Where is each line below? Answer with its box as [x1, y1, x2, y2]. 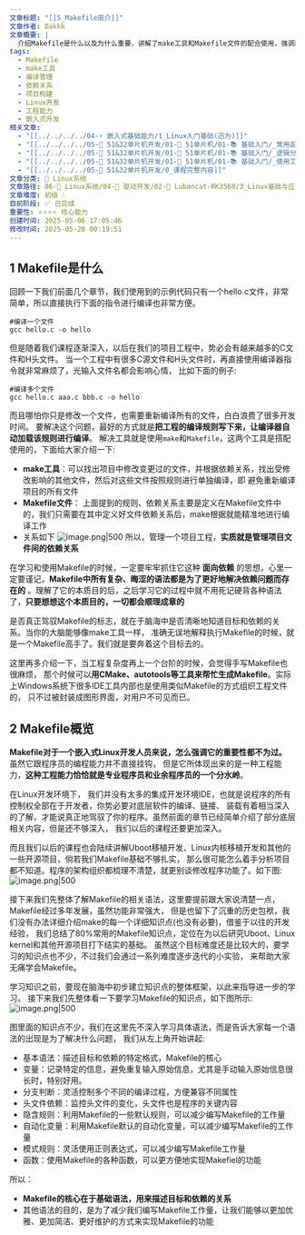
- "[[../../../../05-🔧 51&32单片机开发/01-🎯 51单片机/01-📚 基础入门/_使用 [17, 156, 290, 166]
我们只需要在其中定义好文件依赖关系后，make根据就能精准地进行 [38, 509, 282, 520]
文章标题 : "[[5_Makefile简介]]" [9, 13, 124, 23]
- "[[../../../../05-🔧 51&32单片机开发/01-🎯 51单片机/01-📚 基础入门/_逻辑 [17, 148, 290, 157]
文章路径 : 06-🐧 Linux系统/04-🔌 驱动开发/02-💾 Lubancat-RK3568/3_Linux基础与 [9, 183, 289, 192]
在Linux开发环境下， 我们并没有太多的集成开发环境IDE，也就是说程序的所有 [9, 789, 291, 800]
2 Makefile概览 [9, 721, 94, 736]
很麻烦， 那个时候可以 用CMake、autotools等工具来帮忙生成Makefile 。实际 [9, 669, 292, 680]
